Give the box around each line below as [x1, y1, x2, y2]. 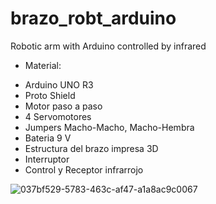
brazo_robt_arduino [10, 7, 177, 30]
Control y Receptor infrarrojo [24, 163, 144, 176]
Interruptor [24, 153, 70, 165]
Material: [24, 59, 62, 71]
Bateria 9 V [24, 132, 72, 144]
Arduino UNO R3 [24, 78, 94, 91]
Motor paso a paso [24, 100, 103, 112]
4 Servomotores [24, 110, 92, 122]
